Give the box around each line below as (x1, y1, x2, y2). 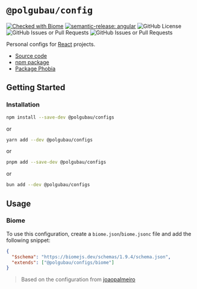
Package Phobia (14, 65, 56, 72)
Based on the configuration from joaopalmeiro (20, 276, 136, 283)
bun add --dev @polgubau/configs (6, 182, 90, 188)
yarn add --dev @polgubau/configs (6, 137, 93, 143)
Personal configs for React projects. (6, 40, 95, 48)
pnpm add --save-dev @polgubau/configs (6, 159, 107, 166)
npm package (14, 58, 49, 66)
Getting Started (6, 82, 66, 93)
